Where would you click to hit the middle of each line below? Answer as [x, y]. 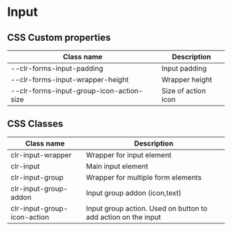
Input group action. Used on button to [147, 208]
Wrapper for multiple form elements [144, 177]
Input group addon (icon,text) [134, 192]
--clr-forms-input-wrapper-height [70, 80]
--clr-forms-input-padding [57, 68]
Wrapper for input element [129, 154]
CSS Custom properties [59, 38]
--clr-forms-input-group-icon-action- [77, 91]
